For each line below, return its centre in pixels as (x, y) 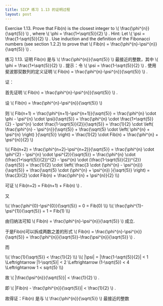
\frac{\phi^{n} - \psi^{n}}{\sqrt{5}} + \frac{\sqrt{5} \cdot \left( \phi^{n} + (78, 129)
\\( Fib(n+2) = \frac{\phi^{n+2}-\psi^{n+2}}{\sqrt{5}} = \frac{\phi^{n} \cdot (80, 149)
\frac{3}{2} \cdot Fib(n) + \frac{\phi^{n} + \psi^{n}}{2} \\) (62, 175)
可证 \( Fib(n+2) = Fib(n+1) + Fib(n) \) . (44, 185)
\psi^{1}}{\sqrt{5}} (23, 211)
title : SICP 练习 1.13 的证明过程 (38, 10)
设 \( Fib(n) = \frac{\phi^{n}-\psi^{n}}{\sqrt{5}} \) (54, 103)
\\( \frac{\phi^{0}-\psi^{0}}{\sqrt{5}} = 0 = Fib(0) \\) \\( (59, 206)
